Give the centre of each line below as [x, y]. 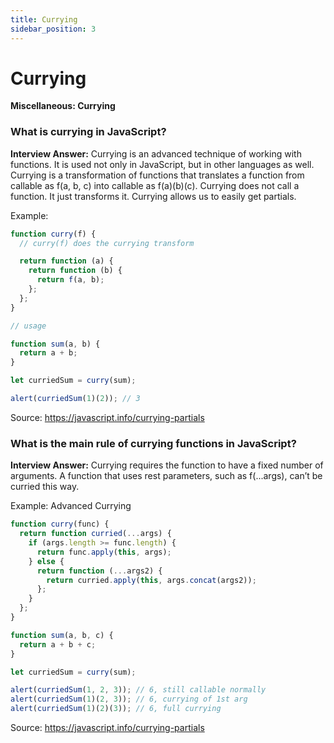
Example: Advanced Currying [71, 506]
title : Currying [44, 19]
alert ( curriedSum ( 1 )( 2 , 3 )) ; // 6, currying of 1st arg [129, 699]
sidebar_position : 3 [53, 29]
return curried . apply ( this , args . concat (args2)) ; [151, 580]
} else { [46, 561]
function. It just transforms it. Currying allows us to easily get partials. [153, 196]
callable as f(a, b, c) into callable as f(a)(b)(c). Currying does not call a [155, 185]
